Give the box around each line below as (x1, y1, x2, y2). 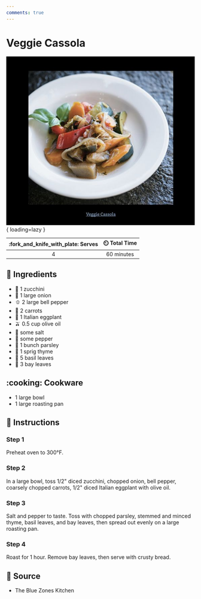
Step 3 (6, 498, 26, 507)
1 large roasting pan (14, 400, 64, 407)
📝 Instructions (6, 418, 60, 428)
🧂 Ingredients (6, 269, 57, 279)
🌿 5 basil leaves (14, 354, 54, 361)
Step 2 (6, 464, 26, 472)
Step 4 (6, 540, 26, 548)
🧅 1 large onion (14, 291, 52, 299)
